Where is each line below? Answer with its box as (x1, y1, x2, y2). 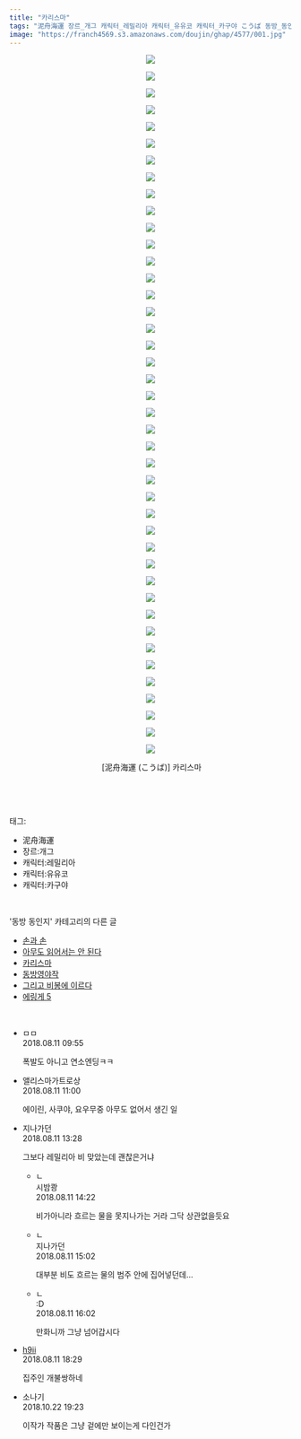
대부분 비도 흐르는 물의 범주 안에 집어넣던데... (35, 1269, 194, 1280)
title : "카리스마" (9, 13, 71, 22)
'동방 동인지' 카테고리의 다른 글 (9, 916, 117, 927)
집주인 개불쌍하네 (21, 1373, 83, 1383)
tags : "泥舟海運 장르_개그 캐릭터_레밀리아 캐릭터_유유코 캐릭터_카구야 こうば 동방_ (9, 22, 282, 31)
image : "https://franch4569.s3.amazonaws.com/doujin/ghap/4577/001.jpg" (9, 30, 287, 39)
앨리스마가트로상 (21, 1076, 81, 1086)
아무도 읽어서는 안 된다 (21, 946, 102, 957)
